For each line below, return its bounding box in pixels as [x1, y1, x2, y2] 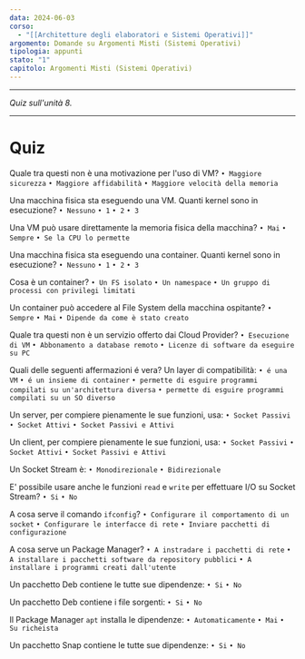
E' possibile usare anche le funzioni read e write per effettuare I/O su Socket [9, 481, 296, 492]
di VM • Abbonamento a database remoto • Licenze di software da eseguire [9, 340, 295, 349]
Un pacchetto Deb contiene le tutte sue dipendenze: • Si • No [9, 578, 242, 590]
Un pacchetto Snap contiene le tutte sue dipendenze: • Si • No [9, 639, 246, 650]
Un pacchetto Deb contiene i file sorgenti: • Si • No [9, 596, 202, 607]
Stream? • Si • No [9, 491, 78, 502]
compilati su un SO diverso [9, 393, 116, 402]
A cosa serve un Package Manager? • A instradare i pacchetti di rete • [9, 544, 291, 555]
